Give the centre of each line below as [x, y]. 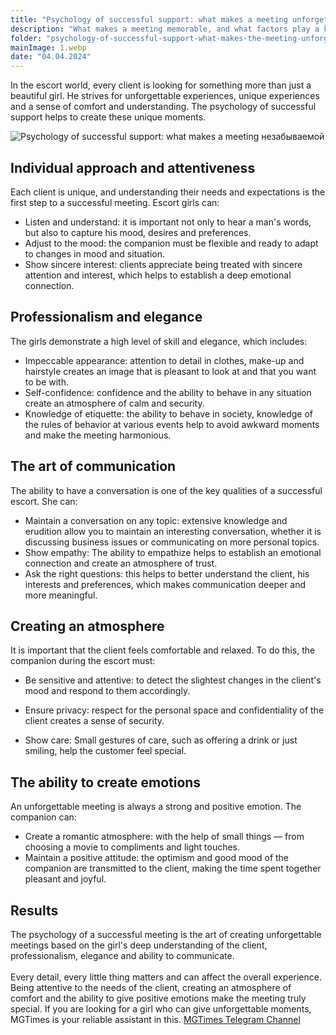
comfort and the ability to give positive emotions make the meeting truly [158, 998]
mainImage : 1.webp [48, 47]
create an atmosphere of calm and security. [114, 403]
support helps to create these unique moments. [108, 117]
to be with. [46, 382]
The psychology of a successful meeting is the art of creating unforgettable [166, 934]
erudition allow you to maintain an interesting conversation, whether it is [173, 531]
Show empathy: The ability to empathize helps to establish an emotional [173, 552]
